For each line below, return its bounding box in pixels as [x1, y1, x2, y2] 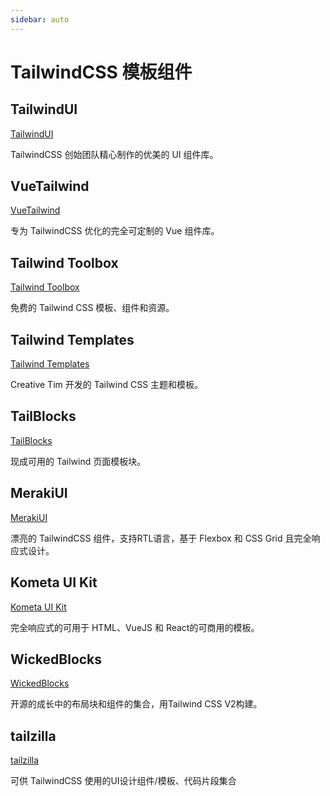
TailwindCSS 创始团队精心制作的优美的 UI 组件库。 [10, 148, 219, 160]
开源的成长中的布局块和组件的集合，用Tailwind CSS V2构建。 [10, 698, 263, 710]
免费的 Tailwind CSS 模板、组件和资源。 [10, 302, 175, 314]
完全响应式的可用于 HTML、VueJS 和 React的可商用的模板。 [10, 621, 260, 633]
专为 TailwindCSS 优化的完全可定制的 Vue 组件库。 [10, 225, 220, 237]
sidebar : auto [10, 14, 70, 25]
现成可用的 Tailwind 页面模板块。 [10, 455, 147, 467]
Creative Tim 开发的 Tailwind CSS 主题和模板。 [10, 379, 204, 391]
